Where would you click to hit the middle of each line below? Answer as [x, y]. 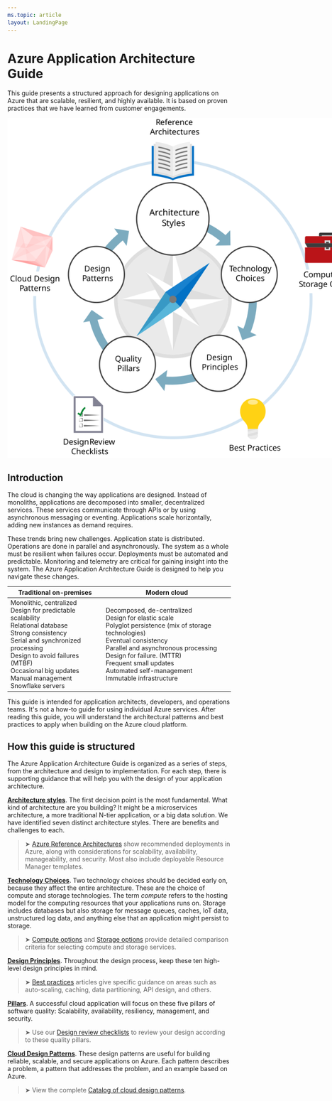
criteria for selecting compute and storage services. [100, 947]
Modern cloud [166, 592]
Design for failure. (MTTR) [144, 656]
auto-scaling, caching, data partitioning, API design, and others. [118, 990]
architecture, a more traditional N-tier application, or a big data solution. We [118, 815]
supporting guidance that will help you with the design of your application [115, 779]
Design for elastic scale [140, 618]
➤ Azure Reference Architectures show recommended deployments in [127, 844]
